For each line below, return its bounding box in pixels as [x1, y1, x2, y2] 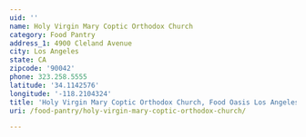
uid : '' [9, 13, 39, 23]
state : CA [9, 55, 47, 64]
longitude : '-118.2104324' [9, 89, 112, 98]
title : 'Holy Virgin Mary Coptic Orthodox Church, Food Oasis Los [9, 97, 267, 107]
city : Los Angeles [9, 47, 79, 56]
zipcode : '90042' [9, 64, 76, 73]
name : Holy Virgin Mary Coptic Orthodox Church [9, 22, 194, 31]
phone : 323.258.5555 [9, 73, 88, 82]
